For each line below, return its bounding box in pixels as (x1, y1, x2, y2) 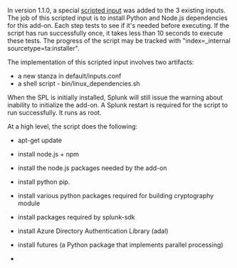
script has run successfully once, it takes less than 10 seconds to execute (7, 29, 223, 37)
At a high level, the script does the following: (7, 122, 138, 131)
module (17, 199, 41, 207)
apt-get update (17, 136, 63, 144)
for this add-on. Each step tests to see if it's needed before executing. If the (7, 21, 230, 29)
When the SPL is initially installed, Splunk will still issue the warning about (7, 93, 223, 101)
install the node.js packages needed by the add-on (17, 164, 167, 172)
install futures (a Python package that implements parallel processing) (17, 241, 223, 249)
